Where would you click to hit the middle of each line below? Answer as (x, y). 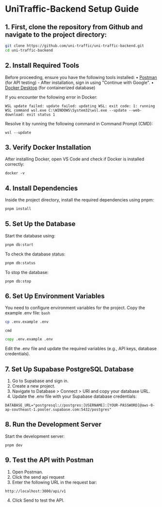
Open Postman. (28, 472)
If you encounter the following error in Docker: (51, 97)
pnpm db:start (19, 245)
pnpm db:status (20, 263)
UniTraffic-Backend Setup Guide (72, 9)
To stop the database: (27, 272)
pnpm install (18, 209)
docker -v (15, 173)
